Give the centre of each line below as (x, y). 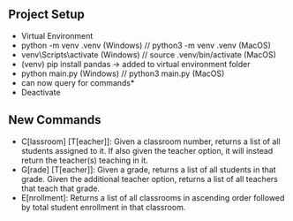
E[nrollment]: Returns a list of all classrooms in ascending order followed (153, 197)
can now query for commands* (78, 82)
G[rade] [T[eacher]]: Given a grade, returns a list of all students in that (148, 169)
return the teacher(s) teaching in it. (85, 160)
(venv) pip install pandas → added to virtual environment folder (135, 64)
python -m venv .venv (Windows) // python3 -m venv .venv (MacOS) (146, 45)
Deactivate (41, 92)
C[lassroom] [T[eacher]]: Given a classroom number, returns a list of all (150, 141)
